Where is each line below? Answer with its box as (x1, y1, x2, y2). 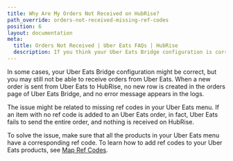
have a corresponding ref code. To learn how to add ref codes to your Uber (7, 138, 223, 146)
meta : (7, 36, 23, 43)
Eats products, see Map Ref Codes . (7, 146, 109, 154)
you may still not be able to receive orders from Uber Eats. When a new (7, 75, 211, 83)
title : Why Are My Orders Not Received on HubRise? (7, 10, 159, 17)
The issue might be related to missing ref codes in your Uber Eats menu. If (7, 103, 220, 111)
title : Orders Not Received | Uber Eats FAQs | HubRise (13, 42, 178, 49)
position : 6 (7, 23, 42, 30)
